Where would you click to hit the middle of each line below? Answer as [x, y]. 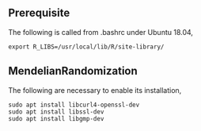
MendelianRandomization [73, 71]
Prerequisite [39, 13]
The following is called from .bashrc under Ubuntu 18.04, [101, 32]
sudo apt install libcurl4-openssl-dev [74, 105]
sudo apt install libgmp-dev [56, 118]
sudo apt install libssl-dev [56, 112]
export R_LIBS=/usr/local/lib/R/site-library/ [86, 47]
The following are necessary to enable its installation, [95, 90]
